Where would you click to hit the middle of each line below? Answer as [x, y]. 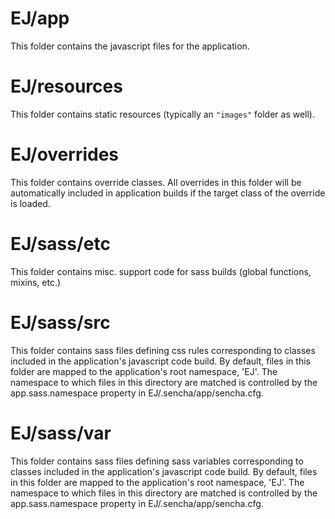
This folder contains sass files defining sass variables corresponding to [157, 461]
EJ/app [40, 18]
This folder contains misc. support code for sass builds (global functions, [161, 271]
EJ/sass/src [60, 322]
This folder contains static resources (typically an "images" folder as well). [163, 114]
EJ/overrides [65, 154]
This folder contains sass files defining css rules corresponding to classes [163, 350]
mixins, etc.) [36, 282]
